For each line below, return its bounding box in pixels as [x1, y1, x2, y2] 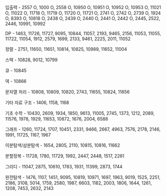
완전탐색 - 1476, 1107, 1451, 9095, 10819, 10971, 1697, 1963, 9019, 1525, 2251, [5, 174, 161, 180]
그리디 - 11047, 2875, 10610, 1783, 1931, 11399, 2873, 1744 [5, 164, 122, 169]
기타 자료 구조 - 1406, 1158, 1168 [5, 100, 69, 106]
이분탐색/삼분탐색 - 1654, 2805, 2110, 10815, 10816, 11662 [5, 142, 120, 148]
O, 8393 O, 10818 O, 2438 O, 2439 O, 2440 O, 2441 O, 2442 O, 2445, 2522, [5, 16, 160, 21]
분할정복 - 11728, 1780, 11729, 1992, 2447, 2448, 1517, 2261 [5, 153, 124, 159]
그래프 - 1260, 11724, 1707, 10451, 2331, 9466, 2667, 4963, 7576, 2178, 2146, [5, 126, 161, 132]
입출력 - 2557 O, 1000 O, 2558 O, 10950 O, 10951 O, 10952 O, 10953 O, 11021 [5, 5, 161, 10]
